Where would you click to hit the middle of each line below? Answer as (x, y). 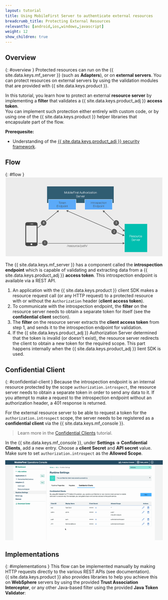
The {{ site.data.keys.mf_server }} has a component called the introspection (84, 265)
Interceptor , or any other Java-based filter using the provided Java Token (82, 588)
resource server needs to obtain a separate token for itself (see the (81, 312)
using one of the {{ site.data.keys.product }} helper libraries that (71, 116)
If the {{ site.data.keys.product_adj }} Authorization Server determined (85, 333)
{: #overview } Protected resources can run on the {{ (59, 69)
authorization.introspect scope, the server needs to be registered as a (79, 418)
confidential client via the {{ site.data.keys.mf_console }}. (65, 423)
